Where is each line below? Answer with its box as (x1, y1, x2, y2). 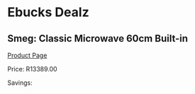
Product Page (7, 51, 48, 59)
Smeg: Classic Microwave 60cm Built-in (7, 33, 189, 45)
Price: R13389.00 (7, 65, 58, 73)
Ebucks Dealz (7, 4, 90, 20)
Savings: (7, 78, 33, 87)
